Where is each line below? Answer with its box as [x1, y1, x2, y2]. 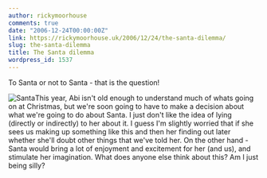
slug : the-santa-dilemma [8, 41, 91, 49]
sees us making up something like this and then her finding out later [8, 126, 231, 136]
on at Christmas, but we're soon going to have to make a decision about [8, 101, 245, 111]
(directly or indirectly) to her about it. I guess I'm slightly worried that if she [8, 118, 253, 128]
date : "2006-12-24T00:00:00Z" [8, 26, 109, 34]
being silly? [8, 161, 45, 170]
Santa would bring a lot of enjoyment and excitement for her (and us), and [8, 144, 251, 153]
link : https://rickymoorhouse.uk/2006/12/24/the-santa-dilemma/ [8, 33, 226, 42]
